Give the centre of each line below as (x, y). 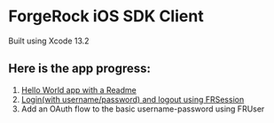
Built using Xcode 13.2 (49, 41)
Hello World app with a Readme (78, 89)
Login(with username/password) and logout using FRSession (133, 99)
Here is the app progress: (80, 69)
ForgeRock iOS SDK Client (106, 16)
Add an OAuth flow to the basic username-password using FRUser (143, 109)
